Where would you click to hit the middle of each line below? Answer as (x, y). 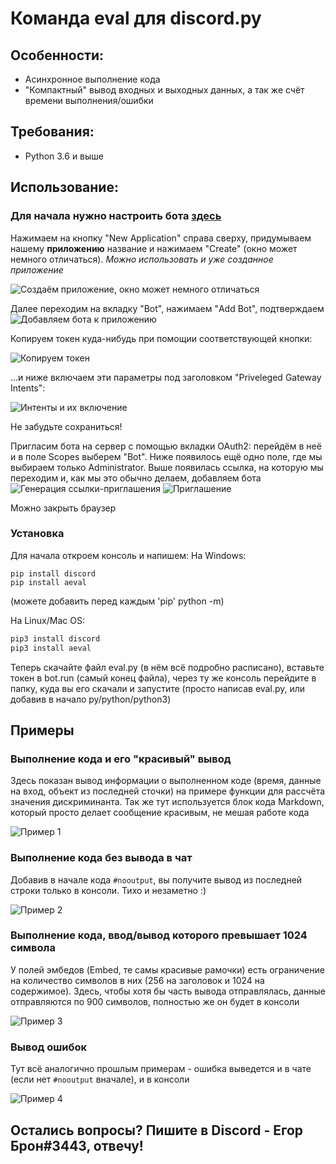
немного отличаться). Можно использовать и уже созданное (142, 259)
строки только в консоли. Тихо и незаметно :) (108, 890)
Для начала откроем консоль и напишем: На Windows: (128, 555)
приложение (37, 269)
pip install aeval (48, 582)
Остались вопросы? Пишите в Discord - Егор (157, 1130)
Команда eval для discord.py (136, 18)
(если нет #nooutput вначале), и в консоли (100, 1079)
